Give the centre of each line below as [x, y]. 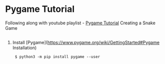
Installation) [24, 48]
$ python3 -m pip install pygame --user [57, 57]
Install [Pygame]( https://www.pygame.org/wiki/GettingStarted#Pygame [86, 43]
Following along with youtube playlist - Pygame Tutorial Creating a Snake [80, 23]
